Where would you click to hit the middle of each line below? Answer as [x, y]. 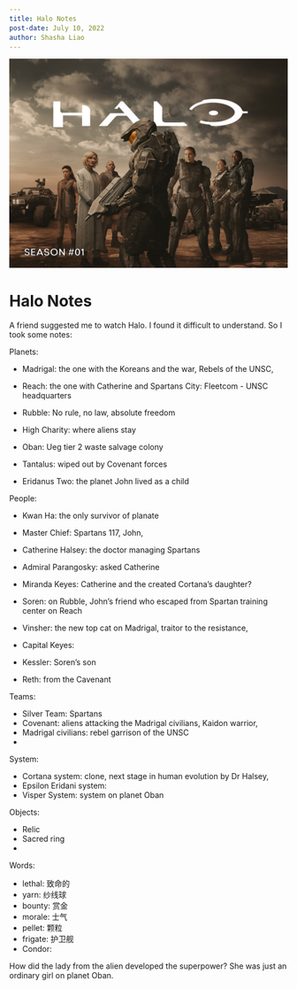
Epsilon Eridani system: [65, 786]
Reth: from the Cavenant [66, 680]
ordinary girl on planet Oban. [61, 976]
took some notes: [41, 335]
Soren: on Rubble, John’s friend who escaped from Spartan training [145, 601]
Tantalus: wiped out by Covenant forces [95, 464]
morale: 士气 [45, 917]
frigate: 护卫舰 [48, 939]
